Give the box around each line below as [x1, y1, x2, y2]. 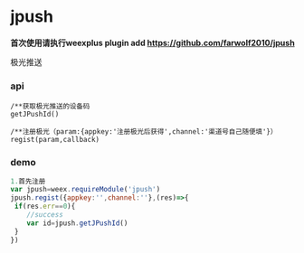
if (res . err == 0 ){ [14, 201, 76, 211]
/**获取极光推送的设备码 [10, 102, 90, 111]
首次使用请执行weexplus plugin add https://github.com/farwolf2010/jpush [10, 37, 295, 48]
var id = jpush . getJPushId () [26, 219, 128, 228]
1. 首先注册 [10, 176, 46, 186]
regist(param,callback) [10, 136, 100, 145]
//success [26, 211, 64, 220]
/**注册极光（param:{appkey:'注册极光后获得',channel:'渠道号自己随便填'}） [10, 127, 278, 136]
